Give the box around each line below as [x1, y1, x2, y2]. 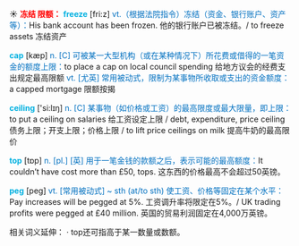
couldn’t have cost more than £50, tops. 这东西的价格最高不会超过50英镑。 [9, 166, 286, 177]
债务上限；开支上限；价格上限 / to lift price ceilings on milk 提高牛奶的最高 [9, 125, 282, 135]
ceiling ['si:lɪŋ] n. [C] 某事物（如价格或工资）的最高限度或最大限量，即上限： [9, 103, 292, 113]
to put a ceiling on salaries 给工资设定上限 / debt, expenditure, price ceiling [9, 114, 286, 124]
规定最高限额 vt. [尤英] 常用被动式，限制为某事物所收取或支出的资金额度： [16, 72, 290, 83]
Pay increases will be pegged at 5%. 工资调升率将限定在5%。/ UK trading [9, 197, 281, 207]
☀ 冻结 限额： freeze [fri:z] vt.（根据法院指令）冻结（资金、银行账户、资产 [9, 9, 286, 19]
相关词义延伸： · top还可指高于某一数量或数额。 [9, 227, 185, 237]
